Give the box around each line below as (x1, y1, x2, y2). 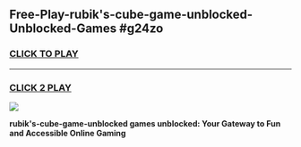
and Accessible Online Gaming (9, 127, 126, 138)
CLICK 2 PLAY (9, 81, 72, 94)
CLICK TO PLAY (9, 48, 79, 61)
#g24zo (119, 21, 164, 37)
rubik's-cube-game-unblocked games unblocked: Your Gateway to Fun (9, 118, 281, 128)
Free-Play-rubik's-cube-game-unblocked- (9, 7, 254, 22)
